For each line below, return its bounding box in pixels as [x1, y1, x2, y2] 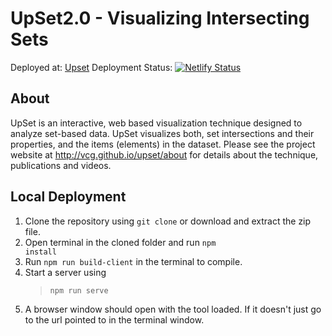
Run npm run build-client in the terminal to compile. [24, 255, 243, 267]
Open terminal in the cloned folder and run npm [24, 236, 217, 248]
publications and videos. [10, 159, 112, 171]
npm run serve [49, 285, 109, 296]
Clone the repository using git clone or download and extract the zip [24, 215, 312, 227]
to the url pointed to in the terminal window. [24, 313, 205, 326]
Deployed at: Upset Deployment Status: [10, 61, 173, 73]
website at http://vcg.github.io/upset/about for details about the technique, [10, 148, 319, 161]
